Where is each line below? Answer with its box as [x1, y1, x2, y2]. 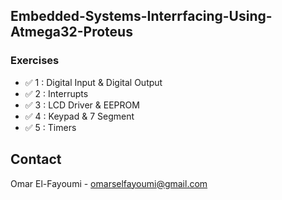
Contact [10, 151, 62, 168]
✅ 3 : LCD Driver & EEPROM [24, 99, 140, 111]
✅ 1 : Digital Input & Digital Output [24, 76, 163, 88]
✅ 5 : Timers [24, 121, 77, 133]
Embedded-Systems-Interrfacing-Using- [10, 8, 273, 25]
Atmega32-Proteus [10, 24, 133, 41]
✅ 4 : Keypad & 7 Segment [24, 110, 135, 122]
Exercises [10, 54, 60, 68]
